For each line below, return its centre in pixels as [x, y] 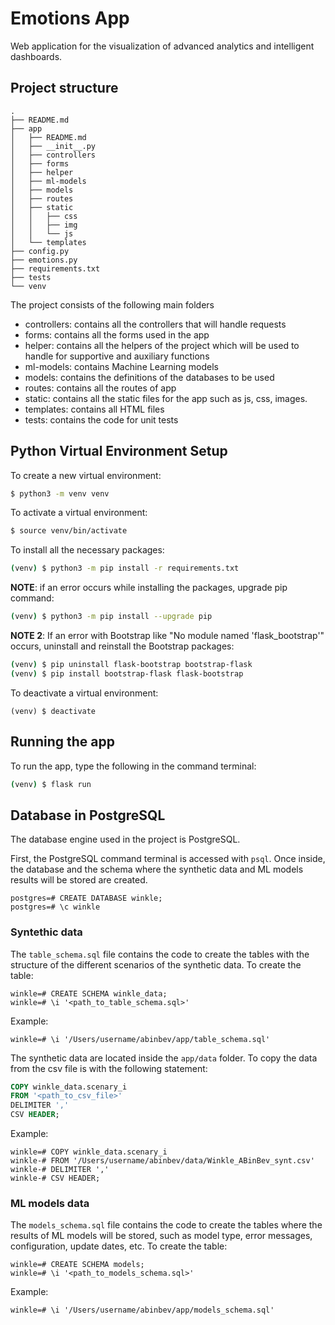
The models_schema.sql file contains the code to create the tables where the [166, 1225]
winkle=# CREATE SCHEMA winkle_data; [89, 993]
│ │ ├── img [44, 225]
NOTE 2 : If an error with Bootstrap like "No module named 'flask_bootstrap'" [167, 636]
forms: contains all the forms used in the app [117, 334]
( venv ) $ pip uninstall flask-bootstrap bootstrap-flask [131, 665]
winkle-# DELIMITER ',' [60, 1170]
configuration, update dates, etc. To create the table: [119, 1246]
